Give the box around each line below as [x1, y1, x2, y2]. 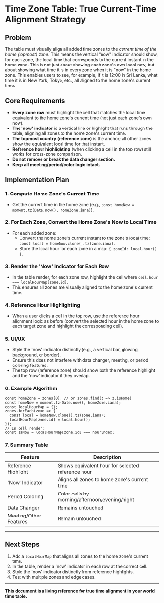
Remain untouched [58, 516, 101, 522]
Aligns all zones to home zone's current [58, 476, 148, 483]
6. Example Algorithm [5, 385, 58, 391]
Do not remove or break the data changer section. [12, 156, 116, 162]
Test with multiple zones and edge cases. [12, 574, 96, 580]
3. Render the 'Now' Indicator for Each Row [5, 263, 109, 270]
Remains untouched [58, 504, 103, 511]
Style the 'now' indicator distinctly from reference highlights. [12, 569, 134, 575]
